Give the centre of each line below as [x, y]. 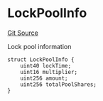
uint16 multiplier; [49, 72]
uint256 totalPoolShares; [59, 84]
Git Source [23, 33]
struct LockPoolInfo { [41, 59]
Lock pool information [39, 46]
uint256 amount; [44, 78]
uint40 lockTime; [46, 65]
